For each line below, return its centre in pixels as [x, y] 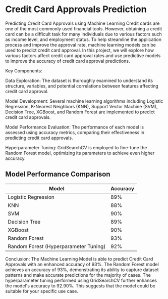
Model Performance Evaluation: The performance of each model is [75, 127]
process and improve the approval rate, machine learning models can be [81, 45]
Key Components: [24, 71]
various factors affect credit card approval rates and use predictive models [83, 55]
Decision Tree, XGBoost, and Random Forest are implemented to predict [80, 112]
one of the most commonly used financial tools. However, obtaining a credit [84, 28]
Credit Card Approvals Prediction [76, 9]
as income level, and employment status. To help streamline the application [83, 39]
